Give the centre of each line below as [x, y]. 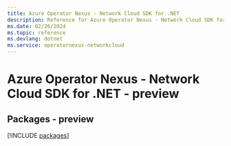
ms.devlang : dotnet [35, 39]
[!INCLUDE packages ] [38, 135]
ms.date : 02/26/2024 [37, 26]
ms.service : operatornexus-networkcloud [66, 45]
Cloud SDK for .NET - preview [93, 94]
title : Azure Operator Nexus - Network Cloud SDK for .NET [93, 13]
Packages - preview [51, 119]
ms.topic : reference [37, 33]
